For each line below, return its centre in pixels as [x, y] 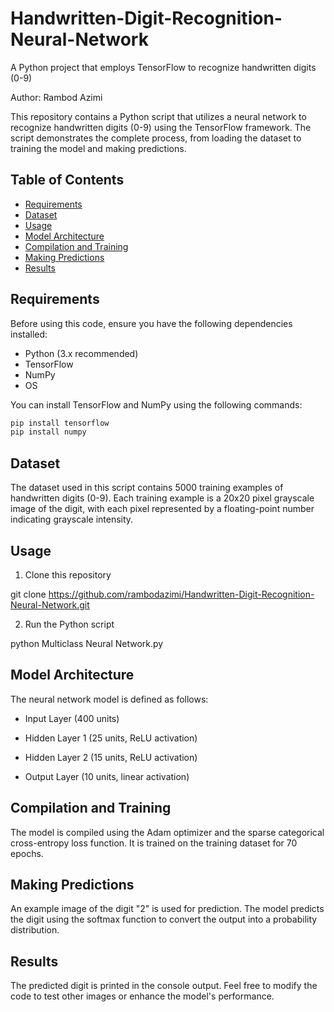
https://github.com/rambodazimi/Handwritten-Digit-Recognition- [181, 594]
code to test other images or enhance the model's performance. [142, 996]
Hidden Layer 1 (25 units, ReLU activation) [111, 738]
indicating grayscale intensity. [72, 519]
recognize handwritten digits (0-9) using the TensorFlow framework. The [161, 127]
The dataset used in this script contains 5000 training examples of [147, 488]
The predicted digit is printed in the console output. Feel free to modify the [164, 986]
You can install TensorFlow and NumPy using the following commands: [156, 404]
